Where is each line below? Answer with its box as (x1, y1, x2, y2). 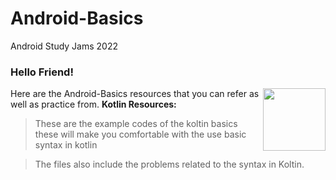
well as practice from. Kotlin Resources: (10, 98, 177, 111)
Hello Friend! (10, 65, 74, 79)
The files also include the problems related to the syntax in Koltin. (34, 158, 305, 171)
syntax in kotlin (34, 139, 98, 151)
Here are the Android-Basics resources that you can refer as (10, 88, 260, 100)
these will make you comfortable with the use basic (34, 128, 247, 141)
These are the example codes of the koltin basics (34, 118, 238, 130)
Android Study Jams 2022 (10, 40, 119, 52)
